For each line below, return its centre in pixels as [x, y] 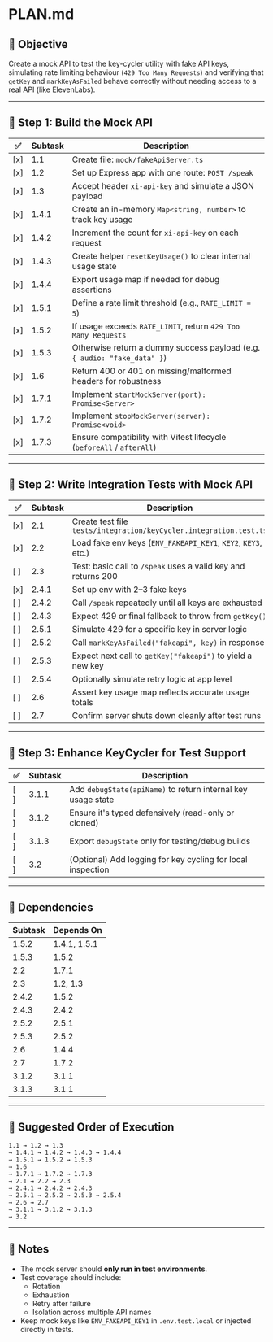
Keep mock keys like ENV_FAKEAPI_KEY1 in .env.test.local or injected [136, 1320]
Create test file [100, 521]
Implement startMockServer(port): [139, 394]
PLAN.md [41, 14]
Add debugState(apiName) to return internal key [158, 790]
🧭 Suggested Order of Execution [91, 1127]
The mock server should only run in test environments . [114, 1269]
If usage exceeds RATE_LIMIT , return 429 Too [156, 326]
